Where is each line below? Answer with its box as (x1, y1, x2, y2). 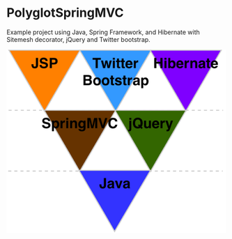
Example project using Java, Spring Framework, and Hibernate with (6, 28, 200, 36)
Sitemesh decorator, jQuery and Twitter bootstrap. (6, 35, 150, 43)
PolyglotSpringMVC (6, 5, 124, 21)
